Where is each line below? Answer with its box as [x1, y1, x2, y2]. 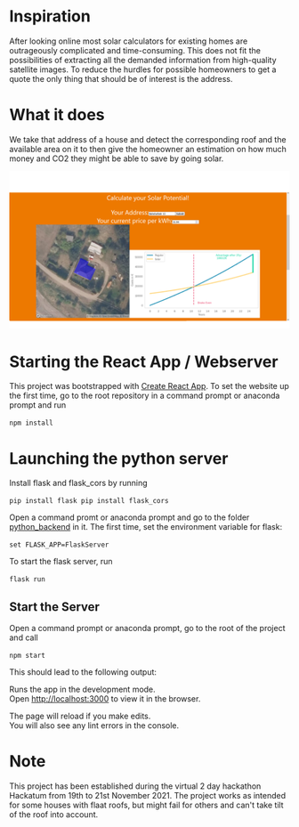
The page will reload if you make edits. [9, 710, 151, 722]
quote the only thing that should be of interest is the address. [9, 73, 233, 84]
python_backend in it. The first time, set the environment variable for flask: [9, 522, 283, 532]
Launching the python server [9, 448, 229, 468]
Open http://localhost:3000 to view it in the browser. [9, 693, 201, 704]
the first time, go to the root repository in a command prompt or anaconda [9, 390, 280, 401]
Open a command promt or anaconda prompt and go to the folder [9, 512, 250, 523]
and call [9, 632, 38, 643]
